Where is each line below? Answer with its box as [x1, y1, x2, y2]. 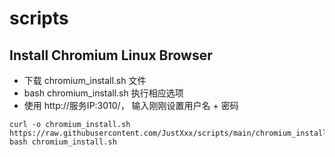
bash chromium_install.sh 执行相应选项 [23, 87, 184, 99]
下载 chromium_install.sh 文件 [23, 75, 147, 86]
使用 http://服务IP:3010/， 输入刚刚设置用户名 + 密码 [23, 100, 239, 111]
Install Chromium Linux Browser [9, 47, 213, 64]
